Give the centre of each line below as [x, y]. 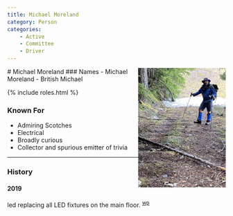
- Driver [32, 51]
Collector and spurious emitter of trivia [72, 147]
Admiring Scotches [44, 125]
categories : [24, 29]
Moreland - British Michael [45, 79]
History [20, 172]
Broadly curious [40, 140]
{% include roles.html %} [43, 92]
